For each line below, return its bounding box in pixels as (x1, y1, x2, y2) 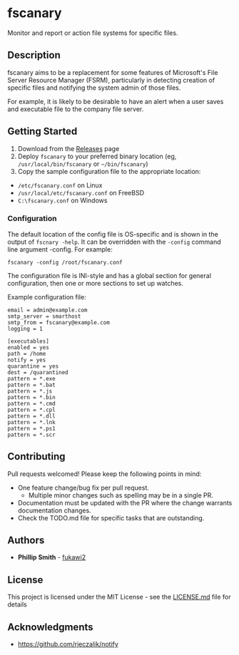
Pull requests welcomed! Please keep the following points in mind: (7, 469, 202, 478)
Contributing (7, 450, 66, 463)
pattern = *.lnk (7, 418, 56, 426)
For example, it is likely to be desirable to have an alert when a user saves (7, 97, 224, 105)
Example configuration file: (7, 292, 87, 301)
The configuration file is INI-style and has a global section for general (7, 271, 212, 279)
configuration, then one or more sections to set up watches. (7, 279, 184, 287)
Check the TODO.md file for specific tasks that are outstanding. (17, 513, 205, 522)
